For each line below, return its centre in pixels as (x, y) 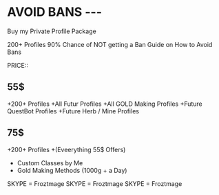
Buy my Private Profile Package (52, 31)
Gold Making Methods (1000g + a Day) (72, 170)
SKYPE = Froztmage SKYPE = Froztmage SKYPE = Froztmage (95, 183)
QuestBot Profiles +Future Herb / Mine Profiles (73, 111)
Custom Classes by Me (50, 162)
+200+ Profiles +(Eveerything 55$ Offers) (66, 149)
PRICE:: (18, 65)
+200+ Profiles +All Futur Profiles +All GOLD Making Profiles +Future (105, 104)
